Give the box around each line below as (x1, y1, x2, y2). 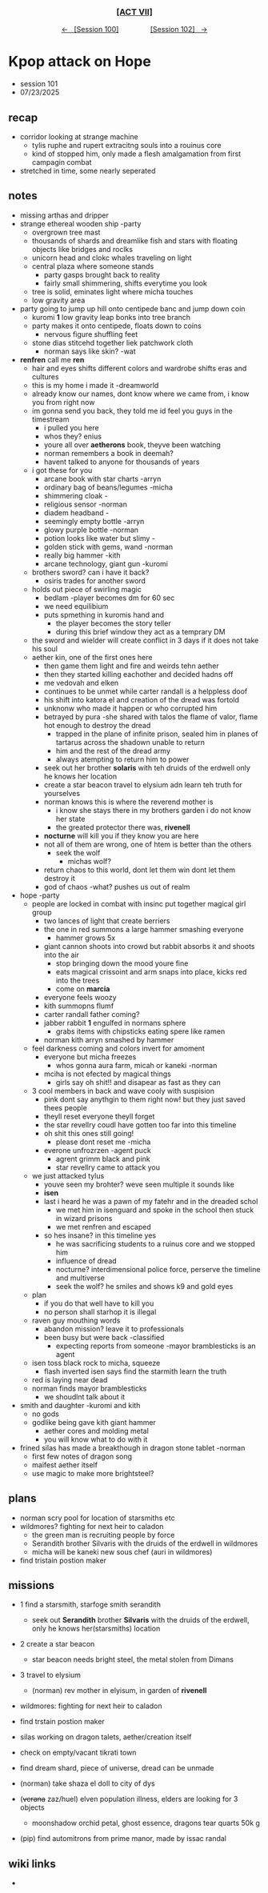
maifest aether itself (31, 1459, 98, 1470)
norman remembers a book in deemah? (43, 448, 174, 458)
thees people (43, 1103, 88, 1112)
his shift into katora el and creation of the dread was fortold (43, 694, 240, 704)
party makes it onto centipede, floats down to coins (31, 321, 202, 330)
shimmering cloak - (43, 490, 108, 500)
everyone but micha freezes (43, 1051, 137, 1062)
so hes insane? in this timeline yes (43, 1231, 157, 1240)
